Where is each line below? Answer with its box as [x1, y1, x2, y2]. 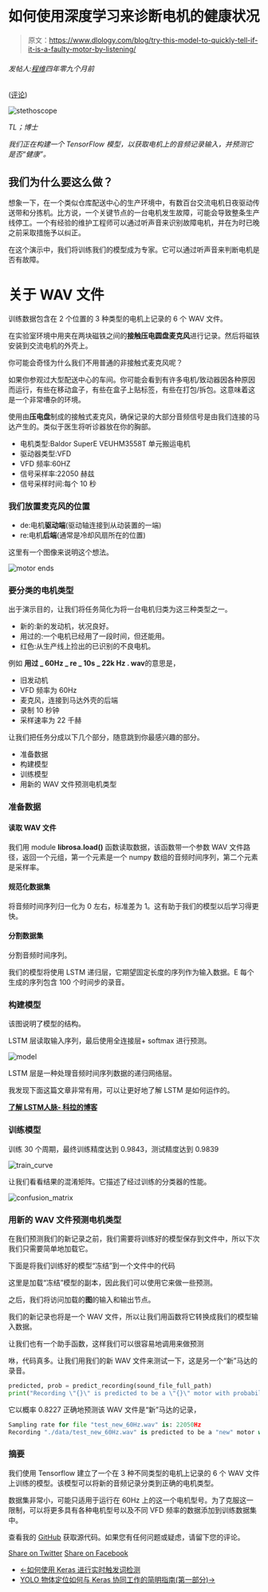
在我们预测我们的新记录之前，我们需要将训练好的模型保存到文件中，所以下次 [8, 1234, 260, 1243]
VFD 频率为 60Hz [19, 686, 77, 695]
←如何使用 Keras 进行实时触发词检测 [19, 1565, 141, 1574]
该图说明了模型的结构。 [8, 1019, 85, 1029]
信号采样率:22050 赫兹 [19, 469, 95, 478]
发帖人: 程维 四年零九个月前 [8, 63, 95, 73]
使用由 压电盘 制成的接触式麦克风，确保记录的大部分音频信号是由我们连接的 [8, 411, 253, 421]
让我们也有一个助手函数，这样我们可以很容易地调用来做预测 [8, 1338, 204, 1348]
